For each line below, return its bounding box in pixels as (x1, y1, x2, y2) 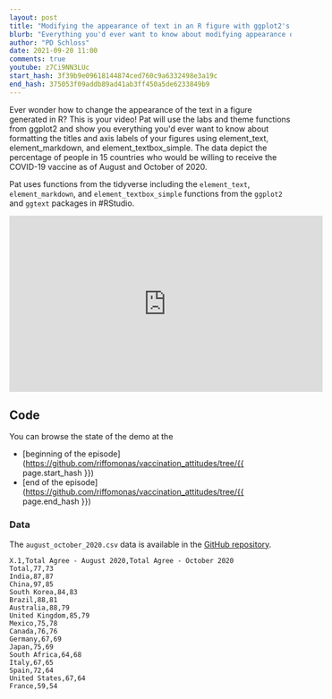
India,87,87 (9, 572, 54, 581)
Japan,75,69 (9, 642, 54, 652)
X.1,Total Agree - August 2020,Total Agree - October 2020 (9, 556, 234, 565)
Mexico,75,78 (9, 618, 58, 627)
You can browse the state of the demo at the (9, 431, 174, 442)
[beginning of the (21, 448, 87, 459)
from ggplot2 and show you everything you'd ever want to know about (9, 123, 269, 134)
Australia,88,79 (9, 603, 70, 612)
